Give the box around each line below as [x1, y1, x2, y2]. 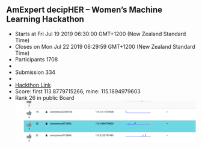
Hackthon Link [14, 81, 51, 88]
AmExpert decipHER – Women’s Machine [6, 5, 162, 15]
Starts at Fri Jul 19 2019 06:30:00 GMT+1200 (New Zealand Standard [14, 30, 186, 37]
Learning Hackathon [6, 14, 84, 25]
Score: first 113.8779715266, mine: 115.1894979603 [14, 87, 141, 95]
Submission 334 [14, 69, 56, 76]
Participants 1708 [14, 55, 58, 63]
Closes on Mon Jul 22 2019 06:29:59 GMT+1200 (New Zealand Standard [14, 43, 195, 50]
